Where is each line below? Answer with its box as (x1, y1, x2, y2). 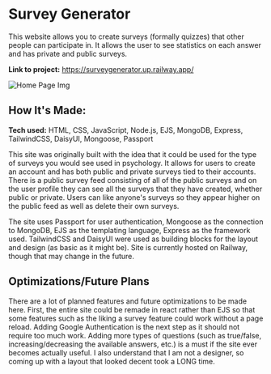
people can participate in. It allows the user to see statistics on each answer (8, 40, 261, 49)
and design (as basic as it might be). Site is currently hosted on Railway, (8, 242, 248, 252)
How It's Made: (8, 104, 87, 117)
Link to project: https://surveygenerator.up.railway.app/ (8, 64, 194, 74)
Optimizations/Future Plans (8, 274, 150, 288)
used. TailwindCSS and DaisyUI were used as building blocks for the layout (8, 234, 259, 244)
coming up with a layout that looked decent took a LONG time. (8, 356, 216, 366)
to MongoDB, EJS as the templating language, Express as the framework (8, 225, 251, 235)
